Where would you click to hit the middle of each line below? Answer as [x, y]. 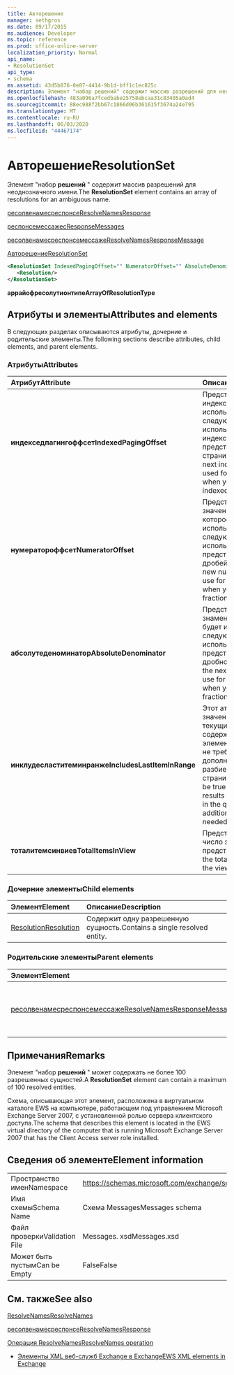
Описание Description [124, 907]
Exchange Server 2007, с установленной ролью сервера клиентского [110, 1116]
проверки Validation [43, 1237]
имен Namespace [39, 1188]
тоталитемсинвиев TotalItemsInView [73, 851]
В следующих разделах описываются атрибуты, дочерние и [97, 331]
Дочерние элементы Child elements [71, 888]
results [213, 796]
